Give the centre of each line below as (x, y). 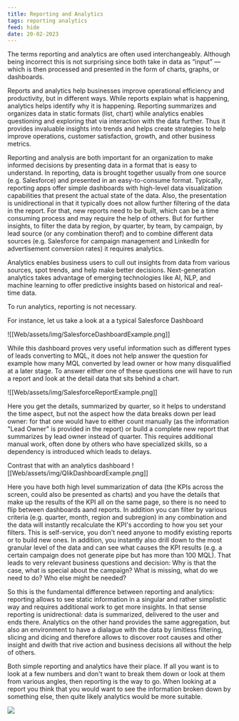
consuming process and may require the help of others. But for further (111, 218)
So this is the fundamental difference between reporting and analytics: (111, 592)
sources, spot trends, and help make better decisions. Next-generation (112, 270)
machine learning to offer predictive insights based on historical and (108, 286)
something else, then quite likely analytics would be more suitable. (105, 697)
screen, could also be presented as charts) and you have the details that (113, 495)
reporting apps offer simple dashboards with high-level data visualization (115, 188)
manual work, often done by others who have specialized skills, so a (108, 444)
